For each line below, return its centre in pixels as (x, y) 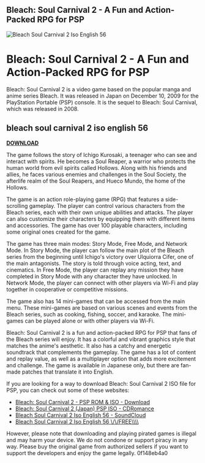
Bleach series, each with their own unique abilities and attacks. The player (100, 212)
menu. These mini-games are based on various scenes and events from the (102, 308)
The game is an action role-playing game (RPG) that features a (85, 199)
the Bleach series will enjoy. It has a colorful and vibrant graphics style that (101, 339)
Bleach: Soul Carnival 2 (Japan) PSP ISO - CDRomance (84, 408)
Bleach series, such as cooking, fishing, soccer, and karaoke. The (89, 314)
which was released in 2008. (43, 109)
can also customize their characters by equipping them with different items (101, 219)
